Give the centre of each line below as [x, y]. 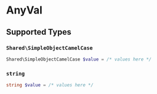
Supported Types [39, 32]
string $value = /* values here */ [50, 85]
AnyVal [24, 10]
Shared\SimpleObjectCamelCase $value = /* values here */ [79, 59]
